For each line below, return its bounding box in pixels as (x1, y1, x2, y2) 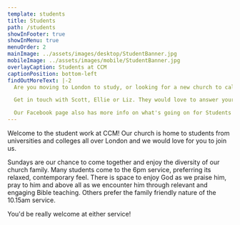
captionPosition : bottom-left (7, 70, 98, 77)
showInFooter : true (7, 30, 66, 38)
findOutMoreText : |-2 (7, 76, 72, 84)
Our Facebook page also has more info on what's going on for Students (14, 109, 232, 116)
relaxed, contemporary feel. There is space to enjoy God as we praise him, (7, 173, 227, 181)
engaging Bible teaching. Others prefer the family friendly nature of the (7, 189, 216, 196)
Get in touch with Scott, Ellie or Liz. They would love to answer (14, 96, 219, 104)
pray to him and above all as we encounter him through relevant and (7, 181, 208, 189)
